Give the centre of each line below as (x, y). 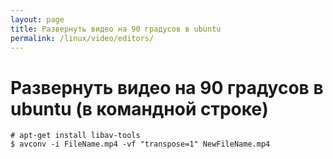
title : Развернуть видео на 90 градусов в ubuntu (116, 29)
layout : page (37, 19)
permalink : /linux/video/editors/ (82, 38)
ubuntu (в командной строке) (139, 108)
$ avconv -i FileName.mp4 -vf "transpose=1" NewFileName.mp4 (140, 144)
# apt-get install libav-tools (75, 136)
